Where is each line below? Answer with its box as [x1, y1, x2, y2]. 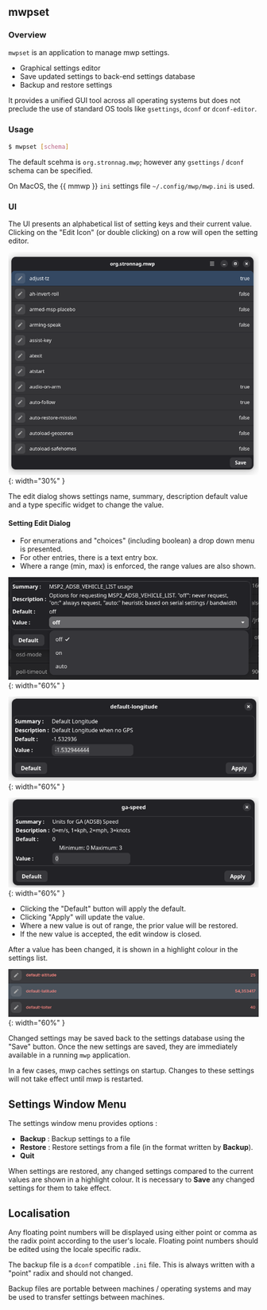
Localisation [8, 1206, 71, 1220]
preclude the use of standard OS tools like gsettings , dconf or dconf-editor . [8, 104, 257, 113]
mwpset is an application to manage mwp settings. [8, 47, 170, 57]
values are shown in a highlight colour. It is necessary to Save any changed [8, 1175, 255, 1185]
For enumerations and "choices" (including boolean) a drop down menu [19, 536, 255, 546]
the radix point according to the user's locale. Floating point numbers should [8, 1236, 258, 1245]
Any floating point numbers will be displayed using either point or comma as [8, 1227, 257, 1237]
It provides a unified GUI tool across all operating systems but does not [8, 95, 241, 105]
